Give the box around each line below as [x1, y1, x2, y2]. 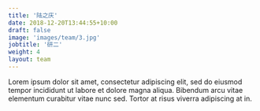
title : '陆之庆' [8, 11, 58, 20]
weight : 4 [8, 48, 41, 56]
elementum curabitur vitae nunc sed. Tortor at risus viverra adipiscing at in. [8, 94, 252, 103]
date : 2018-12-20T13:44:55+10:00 [8, 19, 118, 27]
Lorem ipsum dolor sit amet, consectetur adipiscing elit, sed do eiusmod [8, 76, 243, 87]
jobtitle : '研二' [8, 41, 63, 49]
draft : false [8, 26, 51, 34]
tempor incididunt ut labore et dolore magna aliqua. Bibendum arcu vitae [8, 85, 243, 94]
